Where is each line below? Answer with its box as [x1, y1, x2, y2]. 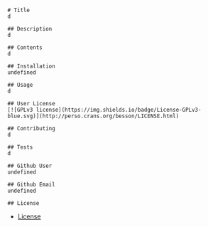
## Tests [7, 144, 33, 151]
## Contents [7, 44, 43, 51]
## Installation [7, 63, 55, 70]
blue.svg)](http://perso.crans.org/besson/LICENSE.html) [7, 112, 180, 120]
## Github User [7, 162, 53, 169]
